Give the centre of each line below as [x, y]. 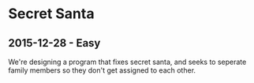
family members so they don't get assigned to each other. [102, 70]
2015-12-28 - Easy [54, 43]
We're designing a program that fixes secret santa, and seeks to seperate [127, 62]
